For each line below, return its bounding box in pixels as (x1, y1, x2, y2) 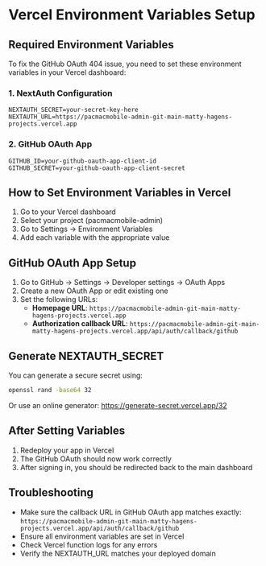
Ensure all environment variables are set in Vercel (19, 531, 185, 541)
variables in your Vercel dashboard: (8, 68, 127, 77)
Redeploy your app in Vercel (19, 445, 114, 455)
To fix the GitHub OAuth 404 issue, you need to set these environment (8, 59, 242, 68)
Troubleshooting (8, 485, 94, 500)
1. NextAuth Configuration (8, 87, 113, 98)
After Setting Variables (8, 424, 126, 438)
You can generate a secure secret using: (8, 370, 143, 380)
